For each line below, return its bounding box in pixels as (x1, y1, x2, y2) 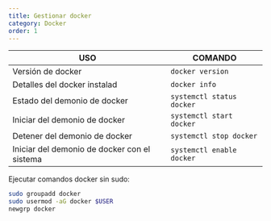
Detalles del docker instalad (12, 79, 118, 90)
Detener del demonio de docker (12, 131, 133, 142)
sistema (12, 154, 43, 165)
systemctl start (170, 111, 233, 121)
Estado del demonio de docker (12, 95, 129, 106)
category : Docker (8, 19, 67, 27)
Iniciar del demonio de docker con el (12, 144, 151, 155)
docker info (170, 80, 216, 90)
